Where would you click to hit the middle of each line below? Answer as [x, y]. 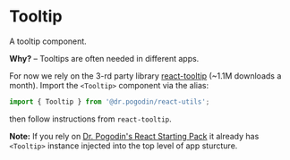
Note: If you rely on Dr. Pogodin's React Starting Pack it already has [134, 136]
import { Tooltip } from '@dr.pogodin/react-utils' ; [110, 101]
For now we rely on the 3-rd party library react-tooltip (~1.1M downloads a [145, 76]
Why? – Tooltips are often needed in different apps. [104, 58]
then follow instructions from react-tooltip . [90, 119]
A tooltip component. [48, 41]
